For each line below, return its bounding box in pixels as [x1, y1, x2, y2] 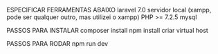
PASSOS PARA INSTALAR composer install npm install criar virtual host [6, 27, 208, 34]
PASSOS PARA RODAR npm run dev [6, 40, 109, 47]
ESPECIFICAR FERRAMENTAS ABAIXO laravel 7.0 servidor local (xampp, [6, 6, 212, 14]
